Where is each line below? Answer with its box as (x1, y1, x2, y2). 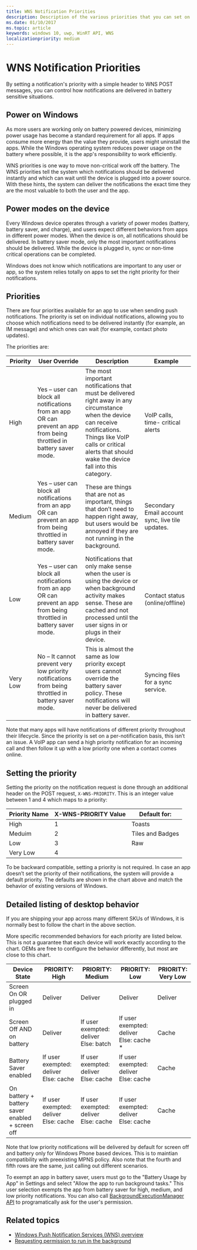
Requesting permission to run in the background (14, 1237, 131, 1244)
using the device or (85, 577, 138, 585)
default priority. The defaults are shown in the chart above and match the (6, 876, 183, 883)
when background (85, 585, 136, 593)
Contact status (144, 592, 185, 600)
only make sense (85, 562, 132, 570)
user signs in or (85, 621, 128, 629)
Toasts (131, 820, 150, 828)
